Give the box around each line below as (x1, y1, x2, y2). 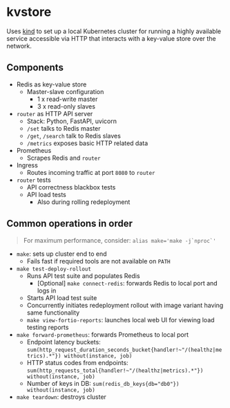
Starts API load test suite (26, 293, 97, 302)
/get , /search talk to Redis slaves (26, 131, 122, 140)
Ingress (16, 160, 39, 169)
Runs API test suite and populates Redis (26, 271, 140, 280)
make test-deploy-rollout (16, 266, 91, 272)
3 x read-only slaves (37, 102, 96, 111)
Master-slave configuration (26, 87, 104, 95)
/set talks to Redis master (26, 124, 101, 132)
